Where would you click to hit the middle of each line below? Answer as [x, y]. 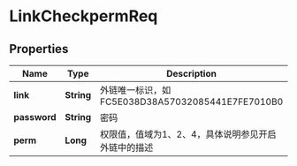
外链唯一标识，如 [136, 90]
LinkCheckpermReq [84, 16]
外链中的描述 [127, 147]
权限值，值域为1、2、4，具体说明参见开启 [188, 134]
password [35, 117]
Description [191, 74]
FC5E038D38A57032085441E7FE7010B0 [192, 102]
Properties [39, 49]
